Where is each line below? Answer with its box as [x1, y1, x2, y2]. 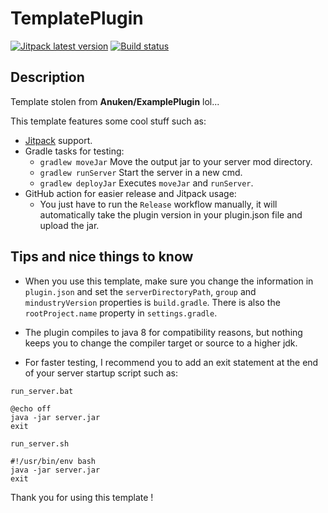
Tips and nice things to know [10, 248, 194, 266]
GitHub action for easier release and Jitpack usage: [24, 187, 237, 199]
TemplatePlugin [10, 7, 144, 30]
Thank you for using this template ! [10, 491, 154, 503]
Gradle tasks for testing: [24, 145, 125, 157]
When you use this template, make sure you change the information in [24, 275, 314, 287]
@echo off [10, 403, 52, 414]
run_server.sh [10, 438, 70, 449]
